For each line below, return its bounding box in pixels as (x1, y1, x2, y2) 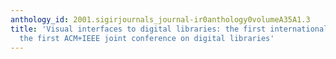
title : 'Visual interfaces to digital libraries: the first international (10, 24, 329, 34)
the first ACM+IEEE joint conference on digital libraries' (19, 33, 275, 43)
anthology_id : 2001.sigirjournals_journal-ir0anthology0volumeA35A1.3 (10, 14, 311, 25)
